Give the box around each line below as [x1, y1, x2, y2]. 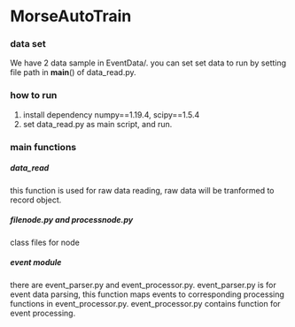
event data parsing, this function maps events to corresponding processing [10, 289, 284, 300]
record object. [10, 194, 62, 205]
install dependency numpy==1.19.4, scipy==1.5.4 [22, 109, 200, 120]
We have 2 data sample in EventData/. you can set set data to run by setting [10, 57, 287, 68]
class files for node [10, 237, 81, 247]
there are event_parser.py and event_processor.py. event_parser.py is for [10, 279, 277, 290]
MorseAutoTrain [10, 6, 132, 27]
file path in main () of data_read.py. [10, 67, 136, 78]
